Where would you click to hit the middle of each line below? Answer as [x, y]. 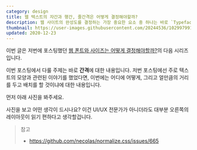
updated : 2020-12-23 [31, 33]
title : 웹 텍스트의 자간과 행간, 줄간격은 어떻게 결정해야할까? [72, 17]
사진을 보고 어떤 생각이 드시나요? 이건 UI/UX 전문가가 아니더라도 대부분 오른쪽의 [97, 110]
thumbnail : [19, 28]
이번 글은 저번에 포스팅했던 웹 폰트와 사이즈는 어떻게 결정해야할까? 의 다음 [89, 51]
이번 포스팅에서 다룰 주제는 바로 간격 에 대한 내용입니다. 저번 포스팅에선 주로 [92, 70]
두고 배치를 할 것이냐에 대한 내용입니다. [57, 85]
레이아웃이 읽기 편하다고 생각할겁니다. [49, 117]
